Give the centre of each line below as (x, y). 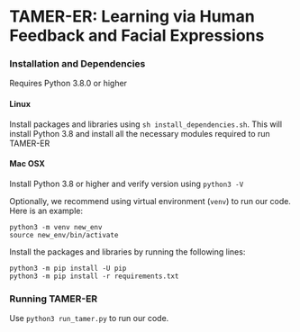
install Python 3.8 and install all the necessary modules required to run (140, 133)
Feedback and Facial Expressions (137, 36)
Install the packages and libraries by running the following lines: (127, 251)
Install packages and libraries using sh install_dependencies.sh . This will (145, 124)
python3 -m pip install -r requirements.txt (94, 276)
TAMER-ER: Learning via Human (132, 17)
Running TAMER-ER (54, 299)
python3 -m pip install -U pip (68, 268)
